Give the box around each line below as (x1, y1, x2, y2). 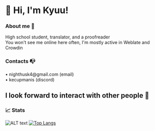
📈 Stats (5, 107, 25, 114)
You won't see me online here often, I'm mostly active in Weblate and (5, 39, 150, 46)
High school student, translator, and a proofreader (5, 34, 110, 40)
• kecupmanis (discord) (5, 76, 55, 82)
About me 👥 (5, 23, 35, 30)
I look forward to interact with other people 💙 (5, 91, 149, 100)
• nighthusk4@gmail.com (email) (5, 71, 74, 77)
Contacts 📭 (5, 58, 36, 65)
